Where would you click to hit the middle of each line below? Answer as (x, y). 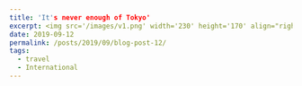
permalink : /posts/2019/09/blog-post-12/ (88, 43)
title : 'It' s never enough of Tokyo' (80, 17)
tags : (19, 51)
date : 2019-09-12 (42, 34)
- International (48, 68)
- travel (34, 59)
